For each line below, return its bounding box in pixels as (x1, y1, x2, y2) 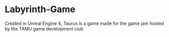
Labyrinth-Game (5, 4, 75, 15)
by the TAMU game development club (5, 25, 84, 31)
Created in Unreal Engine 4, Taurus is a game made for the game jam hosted (5, 20, 164, 26)
